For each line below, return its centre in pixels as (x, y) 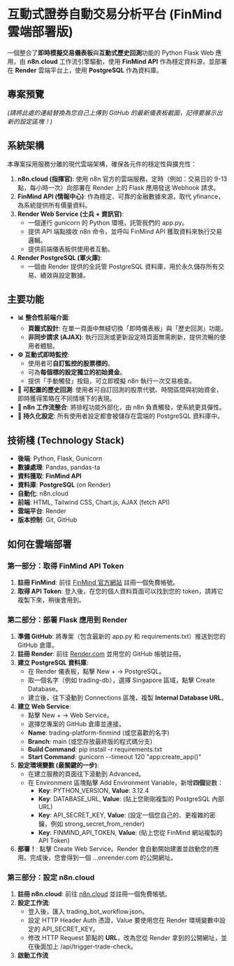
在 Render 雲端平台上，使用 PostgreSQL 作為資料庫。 (85, 70)
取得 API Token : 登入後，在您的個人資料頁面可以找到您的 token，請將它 (120, 591)
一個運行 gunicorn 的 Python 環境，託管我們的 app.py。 (108, 222)
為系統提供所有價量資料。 (54, 205)
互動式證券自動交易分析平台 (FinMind (115, 14)
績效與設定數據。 (65, 275)
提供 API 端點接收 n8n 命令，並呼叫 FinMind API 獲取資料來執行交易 (125, 231)
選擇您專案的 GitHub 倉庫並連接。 (76, 724)
